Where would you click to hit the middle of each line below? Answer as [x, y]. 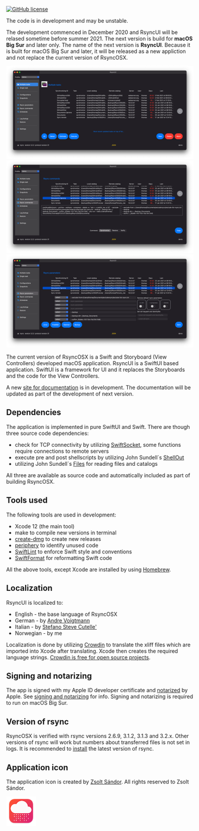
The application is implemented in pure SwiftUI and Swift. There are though [98, 427]
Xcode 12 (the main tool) [45, 526]
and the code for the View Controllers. [53, 376]
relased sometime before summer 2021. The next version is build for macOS [99, 38]
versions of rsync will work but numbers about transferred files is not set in [98, 742]
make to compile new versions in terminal [66, 533]
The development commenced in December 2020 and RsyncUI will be [92, 32]
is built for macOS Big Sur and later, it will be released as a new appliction [96, 51]
